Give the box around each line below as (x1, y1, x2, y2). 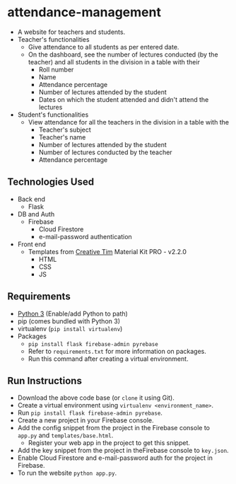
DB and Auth (17, 209, 55, 218)
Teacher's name (38, 132, 86, 142)
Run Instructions (7, 374, 83, 386)
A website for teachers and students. (17, 28, 126, 36)
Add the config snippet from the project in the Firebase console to (17, 424, 211, 432)
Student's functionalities (17, 110, 89, 119)
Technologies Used (7, 176, 94, 188)
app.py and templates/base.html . (17, 431, 114, 439)
